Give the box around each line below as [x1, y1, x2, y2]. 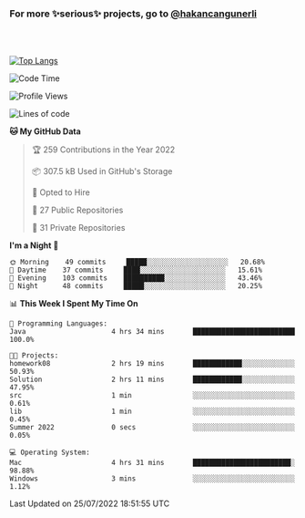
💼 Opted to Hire [31, 187, 91, 198]
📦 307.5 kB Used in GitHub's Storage [31, 166, 173, 177]
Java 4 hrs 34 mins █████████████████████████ [9, 327, 296, 337]
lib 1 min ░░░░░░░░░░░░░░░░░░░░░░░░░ [9, 407, 296, 417]
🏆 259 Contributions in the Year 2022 [31, 144, 176, 155]
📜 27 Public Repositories [31, 204, 124, 216]
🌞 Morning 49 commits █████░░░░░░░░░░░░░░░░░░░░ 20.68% [9, 258, 266, 267]
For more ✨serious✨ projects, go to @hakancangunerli [9, 7, 258, 20]
